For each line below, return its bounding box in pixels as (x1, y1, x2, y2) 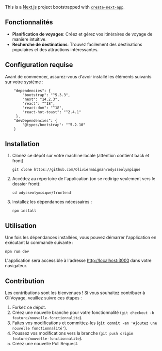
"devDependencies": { (14, 118, 57, 123)
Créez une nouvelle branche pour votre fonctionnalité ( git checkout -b (12, 310, 154, 315)
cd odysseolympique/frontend (12, 190, 71, 195)
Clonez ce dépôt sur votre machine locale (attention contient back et (12, 153, 149, 159)
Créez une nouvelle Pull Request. (12, 341, 79, 347)
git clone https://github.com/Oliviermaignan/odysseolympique (12, 167, 141, 172)
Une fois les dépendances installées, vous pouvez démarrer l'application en (5, 235, 157, 240)
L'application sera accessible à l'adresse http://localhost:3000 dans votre (5, 258, 152, 263)
